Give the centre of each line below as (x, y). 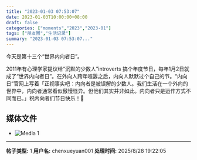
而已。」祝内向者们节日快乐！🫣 (47, 98)
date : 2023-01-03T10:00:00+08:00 (47, 17)
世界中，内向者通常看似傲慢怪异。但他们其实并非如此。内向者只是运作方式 (96, 91)
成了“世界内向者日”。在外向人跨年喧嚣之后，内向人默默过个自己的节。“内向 (97, 76)
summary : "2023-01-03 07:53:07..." (50, 39)
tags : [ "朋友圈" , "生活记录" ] (39, 34)
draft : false (22, 22)
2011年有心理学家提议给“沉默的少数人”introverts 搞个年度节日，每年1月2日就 (98, 69)
